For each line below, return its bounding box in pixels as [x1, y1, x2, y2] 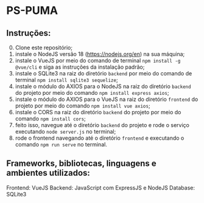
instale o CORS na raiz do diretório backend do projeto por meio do [15, 109, 181, 115]
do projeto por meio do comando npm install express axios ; [15, 89, 169, 96]
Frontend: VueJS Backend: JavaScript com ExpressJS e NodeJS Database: [6, 184, 195, 191]
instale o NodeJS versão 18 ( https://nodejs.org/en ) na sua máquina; [15, 50, 185, 58]
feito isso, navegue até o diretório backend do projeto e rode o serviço [15, 122, 190, 128]
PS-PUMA [6, 4, 58, 18]
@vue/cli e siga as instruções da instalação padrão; [15, 63, 145, 71]
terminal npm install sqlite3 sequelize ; [15, 77, 118, 83]
